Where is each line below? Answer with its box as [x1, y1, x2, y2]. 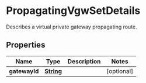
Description [67, 57, 101, 65]
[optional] [106, 67, 133, 75]
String [44, 67, 62, 75]
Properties [6, 40, 46, 50]
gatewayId [9, 67, 39, 75]
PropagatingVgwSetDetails [6, 4, 141, 17]
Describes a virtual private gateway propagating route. [6, 23, 137, 30]
